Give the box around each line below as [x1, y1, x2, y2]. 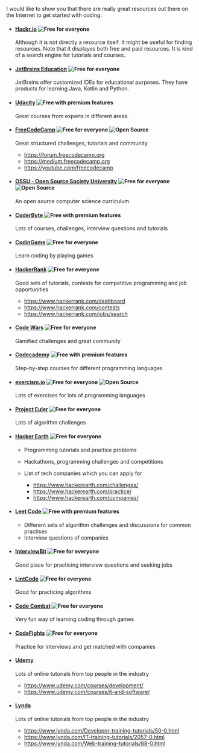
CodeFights [14, 629, 45, 637]
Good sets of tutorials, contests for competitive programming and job [14, 279, 187, 286]
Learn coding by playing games [14, 252, 93, 259]
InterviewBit [14, 548, 47, 555]
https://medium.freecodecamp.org [24, 157, 110, 165]
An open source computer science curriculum [14, 198, 130, 205]
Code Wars [14, 324, 44, 331]
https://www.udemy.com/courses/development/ [24, 681, 144, 689]
